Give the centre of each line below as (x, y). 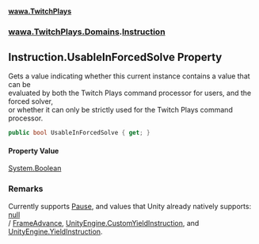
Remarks (26, 189)
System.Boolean (35, 168)
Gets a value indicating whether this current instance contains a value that (129, 76)
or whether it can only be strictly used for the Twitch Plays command (121, 110)
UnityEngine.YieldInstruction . (55, 231)
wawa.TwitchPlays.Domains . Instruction (87, 32)
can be (19, 85)
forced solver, (31, 101)
